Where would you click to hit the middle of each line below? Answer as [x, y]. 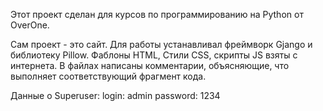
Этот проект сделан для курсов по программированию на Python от [157, 14]
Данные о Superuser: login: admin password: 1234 [115, 95]
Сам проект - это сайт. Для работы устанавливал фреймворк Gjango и [161, 44]
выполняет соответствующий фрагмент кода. [108, 76]
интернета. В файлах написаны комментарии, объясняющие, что [150, 65]
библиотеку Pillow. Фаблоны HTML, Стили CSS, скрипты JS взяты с [154, 55]
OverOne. [30, 25]
